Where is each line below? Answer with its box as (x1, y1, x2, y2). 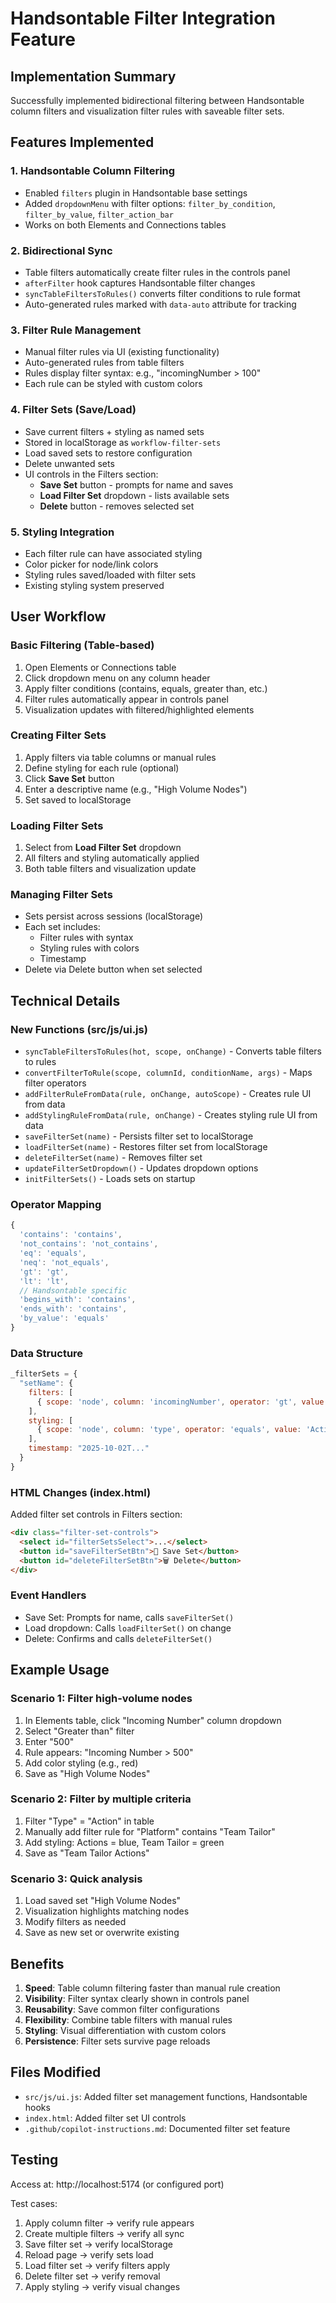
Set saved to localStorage (24, 793, 132, 806)
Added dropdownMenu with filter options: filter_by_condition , (24, 197, 276, 209)
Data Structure (10, 1346, 84, 1360)
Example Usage (10, 1662, 110, 1679)
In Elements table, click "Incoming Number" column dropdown (24, 1714, 282, 1726)
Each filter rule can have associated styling (24, 547, 203, 559)
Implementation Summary (10, 68, 177, 85)
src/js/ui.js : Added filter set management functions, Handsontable (24, 2090, 308, 2102)
